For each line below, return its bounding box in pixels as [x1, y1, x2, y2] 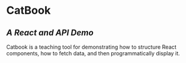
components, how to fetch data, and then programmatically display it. [6, 50, 181, 57]
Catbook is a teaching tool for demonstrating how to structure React [6, 43, 177, 50]
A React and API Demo [6, 28, 94, 38]
